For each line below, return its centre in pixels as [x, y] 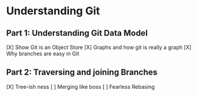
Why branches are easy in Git [43, 54]
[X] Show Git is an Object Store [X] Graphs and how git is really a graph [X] [99, 47]
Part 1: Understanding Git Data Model [77, 33]
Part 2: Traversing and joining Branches [82, 72]
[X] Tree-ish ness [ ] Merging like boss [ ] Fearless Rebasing [80, 86]
